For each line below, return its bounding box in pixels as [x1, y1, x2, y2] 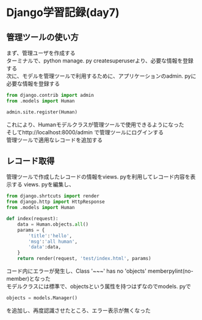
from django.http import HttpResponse [6, 199, 105, 205]
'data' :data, [28, 244, 62, 250]
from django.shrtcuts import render [6, 193, 99, 199]
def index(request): [6, 216, 59, 222]
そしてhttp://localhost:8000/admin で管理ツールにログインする [6, 128, 164, 135]
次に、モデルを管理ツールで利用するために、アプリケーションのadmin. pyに [6, 72, 197, 80]
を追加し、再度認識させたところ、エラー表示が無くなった [6, 307, 151, 314]
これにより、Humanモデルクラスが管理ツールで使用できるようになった [6, 121, 184, 128]
